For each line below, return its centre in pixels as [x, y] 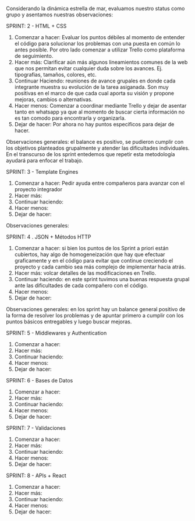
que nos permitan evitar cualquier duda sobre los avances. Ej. [88, 68]
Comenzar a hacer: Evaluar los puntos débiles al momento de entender [100, 37]
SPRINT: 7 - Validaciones [36, 428]
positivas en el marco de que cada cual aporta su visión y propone [94, 93]
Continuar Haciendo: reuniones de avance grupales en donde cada [95, 81]
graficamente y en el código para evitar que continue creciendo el [94, 260]
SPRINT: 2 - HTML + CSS [36, 26]
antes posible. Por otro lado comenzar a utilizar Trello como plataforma [100, 50]
